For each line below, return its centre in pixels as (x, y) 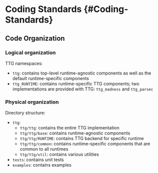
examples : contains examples (42, 165)
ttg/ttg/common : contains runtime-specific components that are (85, 144)
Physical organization (32, 102)
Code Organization (35, 38)
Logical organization (30, 52)
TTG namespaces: (24, 63)
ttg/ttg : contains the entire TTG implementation (70, 128)
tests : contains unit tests (38, 160)
